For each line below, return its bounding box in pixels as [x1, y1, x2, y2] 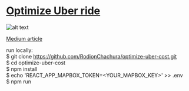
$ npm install [6, 65, 38, 72]
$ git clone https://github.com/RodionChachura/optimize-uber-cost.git [6, 53, 177, 60]
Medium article [6, 35, 43, 42]
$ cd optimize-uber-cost [6, 59, 66, 66]
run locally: [6, 46, 34, 54]
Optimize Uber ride [6, 4, 101, 18]
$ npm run [6, 78, 31, 85]
